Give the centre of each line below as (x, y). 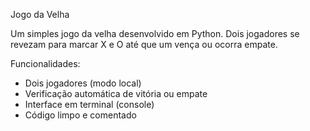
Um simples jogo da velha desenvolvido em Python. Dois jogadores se (155, 33)
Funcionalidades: (45, 63)
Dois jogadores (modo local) (83, 83)
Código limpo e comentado (80, 115)
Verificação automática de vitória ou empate (116, 93)
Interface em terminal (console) (89, 104)
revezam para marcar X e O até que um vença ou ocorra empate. (144, 44)
